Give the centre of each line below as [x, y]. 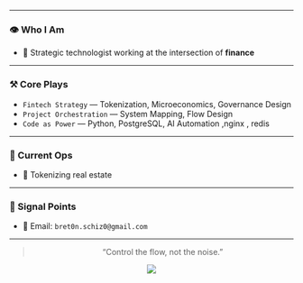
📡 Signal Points [43, 206]
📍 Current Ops [41, 155]
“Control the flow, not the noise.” [163, 252]
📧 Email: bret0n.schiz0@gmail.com [85, 226]
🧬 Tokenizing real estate [67, 174]
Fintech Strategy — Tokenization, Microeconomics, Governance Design [156, 104]
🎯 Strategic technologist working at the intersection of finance [138, 53]
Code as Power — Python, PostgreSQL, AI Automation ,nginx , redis [146, 123]
